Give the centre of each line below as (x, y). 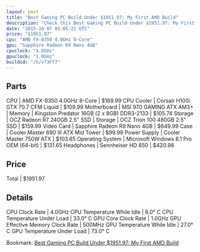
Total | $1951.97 (26, 179)
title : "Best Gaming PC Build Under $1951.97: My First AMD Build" (92, 17)
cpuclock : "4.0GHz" (31, 51)
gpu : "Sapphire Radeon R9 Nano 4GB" (52, 46)
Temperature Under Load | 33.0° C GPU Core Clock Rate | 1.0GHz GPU (94, 218)
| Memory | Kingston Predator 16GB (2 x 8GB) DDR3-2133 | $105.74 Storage (100, 113)
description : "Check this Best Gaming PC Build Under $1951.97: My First (101, 23)
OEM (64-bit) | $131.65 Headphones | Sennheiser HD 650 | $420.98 (90, 145)
